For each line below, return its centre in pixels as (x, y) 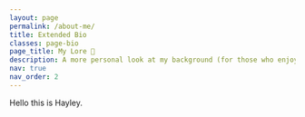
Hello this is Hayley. (46, 102)
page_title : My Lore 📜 (52, 52)
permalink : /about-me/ (52, 26)
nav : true (28, 69)
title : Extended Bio (49, 34)
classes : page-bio (44, 43)
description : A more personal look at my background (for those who (142, 60)
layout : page (34, 18)
